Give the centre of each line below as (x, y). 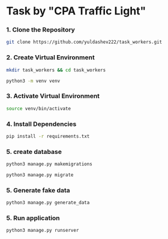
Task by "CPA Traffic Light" (76, 11)
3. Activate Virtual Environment (53, 96)
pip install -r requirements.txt (48, 136)
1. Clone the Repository (40, 30)
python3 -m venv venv (33, 81)
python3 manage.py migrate (40, 175)
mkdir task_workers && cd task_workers (56, 70)
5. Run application (33, 218)
